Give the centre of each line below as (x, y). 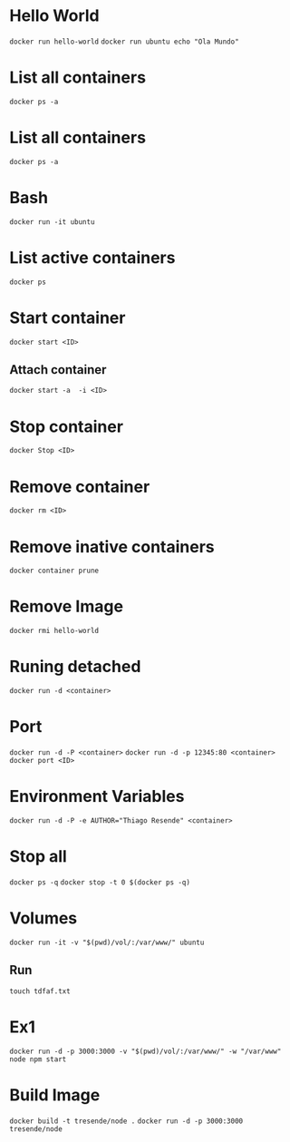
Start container (68, 317)
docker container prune (54, 571)
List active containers (92, 257)
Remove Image (67, 606)
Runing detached (75, 667)
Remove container (80, 487)
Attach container (58, 370)
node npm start (38, 1059)
